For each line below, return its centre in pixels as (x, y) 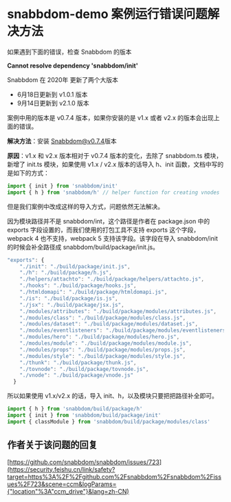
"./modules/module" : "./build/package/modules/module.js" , (106, 343)
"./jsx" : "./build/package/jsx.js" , (72, 305)
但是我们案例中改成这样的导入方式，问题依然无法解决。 (85, 206)
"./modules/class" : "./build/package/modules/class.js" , (103, 318)
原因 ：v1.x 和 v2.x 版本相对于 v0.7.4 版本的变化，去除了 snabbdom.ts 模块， (115, 155)
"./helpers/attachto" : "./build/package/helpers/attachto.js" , (112, 279)
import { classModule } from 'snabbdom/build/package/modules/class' (109, 421)
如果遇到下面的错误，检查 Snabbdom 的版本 (69, 52)
